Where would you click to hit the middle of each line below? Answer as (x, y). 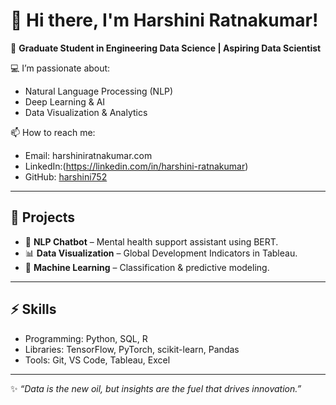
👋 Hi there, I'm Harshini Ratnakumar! (164, 20)
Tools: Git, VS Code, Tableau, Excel (97, 360)
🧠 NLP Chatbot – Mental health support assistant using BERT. (151, 241)
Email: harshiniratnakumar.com (88, 155)
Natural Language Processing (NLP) (99, 91)
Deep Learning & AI (65, 101)
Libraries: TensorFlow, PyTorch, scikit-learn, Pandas (132, 349)
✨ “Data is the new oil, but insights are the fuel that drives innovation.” (156, 388)
